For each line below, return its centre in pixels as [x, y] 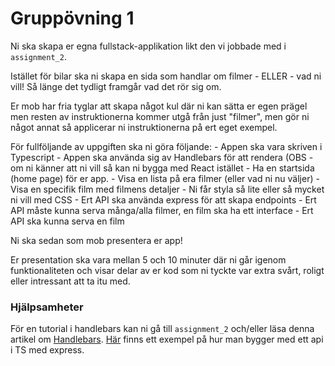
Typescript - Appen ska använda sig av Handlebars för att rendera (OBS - [162, 157]
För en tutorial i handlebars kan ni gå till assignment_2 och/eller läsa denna [162, 329]
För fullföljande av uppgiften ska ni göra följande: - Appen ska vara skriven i [166, 146]
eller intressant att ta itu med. [70, 281]
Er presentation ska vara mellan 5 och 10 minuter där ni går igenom [148, 259]
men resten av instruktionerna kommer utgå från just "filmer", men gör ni [160, 116]
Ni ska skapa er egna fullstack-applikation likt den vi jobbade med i [148, 46]
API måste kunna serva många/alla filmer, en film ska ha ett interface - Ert [162, 210]
